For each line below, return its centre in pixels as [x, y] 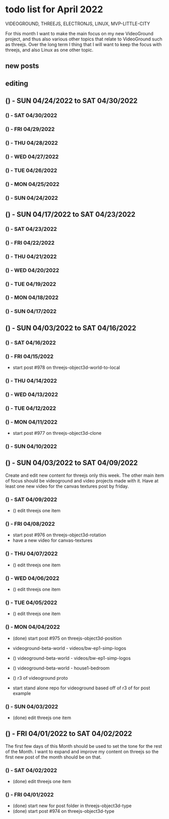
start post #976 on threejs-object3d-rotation [59, 535]
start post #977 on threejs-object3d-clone [57, 433]
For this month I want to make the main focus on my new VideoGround [79, 33]
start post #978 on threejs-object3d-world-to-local [66, 368]
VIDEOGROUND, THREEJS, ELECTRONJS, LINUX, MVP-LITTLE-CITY [78, 24]
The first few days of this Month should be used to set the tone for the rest [84, 746]
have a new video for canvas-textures [53, 540]
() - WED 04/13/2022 [32, 394]
